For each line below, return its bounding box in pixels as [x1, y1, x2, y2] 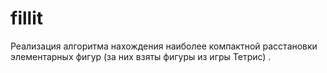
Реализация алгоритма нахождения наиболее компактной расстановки [10, 40, 318, 52]
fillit [10, 7, 43, 30]
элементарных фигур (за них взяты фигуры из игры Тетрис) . [10, 50, 272, 62]
